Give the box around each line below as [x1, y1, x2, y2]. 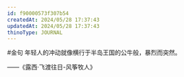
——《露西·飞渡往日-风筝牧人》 [7, 63, 96, 72]
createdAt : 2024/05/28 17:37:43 [7, 16, 100, 23]
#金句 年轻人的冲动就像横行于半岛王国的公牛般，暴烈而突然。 [7, 48, 181, 57]
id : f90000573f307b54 [7, 10, 69, 17]
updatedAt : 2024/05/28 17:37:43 [7, 22, 100, 29]
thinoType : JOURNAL [7, 29, 63, 36]
